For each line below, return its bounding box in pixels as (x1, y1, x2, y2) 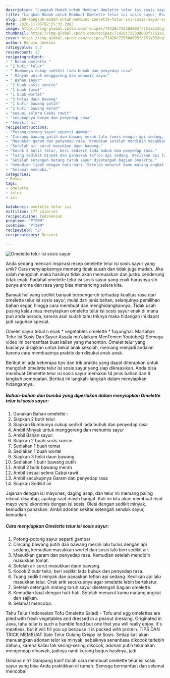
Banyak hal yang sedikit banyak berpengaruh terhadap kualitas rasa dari (6, 291, 156, 298)
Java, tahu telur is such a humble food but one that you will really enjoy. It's (6, 620, 162, 627)
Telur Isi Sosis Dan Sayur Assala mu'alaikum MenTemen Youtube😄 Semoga (6, 334, 163, 340)
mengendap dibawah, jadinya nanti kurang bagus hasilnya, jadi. (6, 647, 138, 654)
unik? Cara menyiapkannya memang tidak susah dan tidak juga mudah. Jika (6, 266, 163, 272)
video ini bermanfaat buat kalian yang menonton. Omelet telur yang (6, 339, 146, 345)
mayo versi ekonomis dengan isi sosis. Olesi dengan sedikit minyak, (6, 501, 147, 507)
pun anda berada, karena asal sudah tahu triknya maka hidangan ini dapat (6, 313, 159, 319)
